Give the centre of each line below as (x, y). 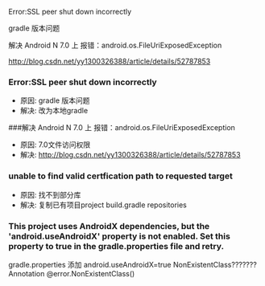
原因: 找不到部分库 (50, 194)
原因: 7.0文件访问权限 (55, 145)
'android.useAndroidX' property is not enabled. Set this (120, 236)
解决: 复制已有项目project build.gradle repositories (103, 205)
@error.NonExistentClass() (91, 273)
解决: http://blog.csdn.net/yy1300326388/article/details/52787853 (130, 155)
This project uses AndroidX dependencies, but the (109, 226)
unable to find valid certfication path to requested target (121, 176)
